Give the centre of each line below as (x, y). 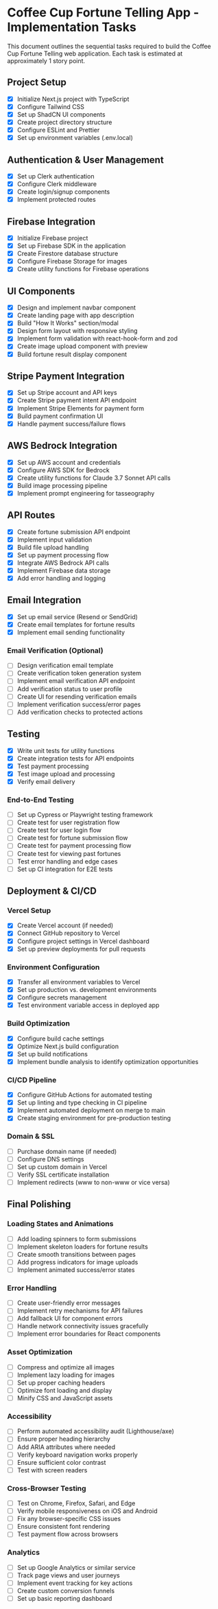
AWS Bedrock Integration (62, 446)
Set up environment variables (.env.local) (75, 138)
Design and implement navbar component (76, 308)
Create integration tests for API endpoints (76, 758)
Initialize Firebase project (52, 238)
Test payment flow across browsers (68, 1534)
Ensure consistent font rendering (63, 1527)
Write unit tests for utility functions (66, 750)
